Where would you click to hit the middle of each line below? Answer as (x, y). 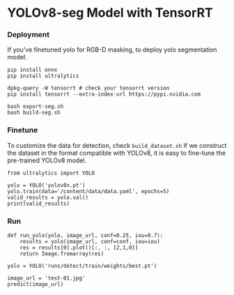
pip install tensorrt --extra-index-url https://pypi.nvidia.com (104, 94)
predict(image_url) (36, 285)
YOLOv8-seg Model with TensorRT (110, 13)
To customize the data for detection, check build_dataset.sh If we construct (117, 145)
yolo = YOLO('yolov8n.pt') (46, 185)
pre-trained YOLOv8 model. (47, 160)
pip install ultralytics (43, 76)
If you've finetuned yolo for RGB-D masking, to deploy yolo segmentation (112, 50)
